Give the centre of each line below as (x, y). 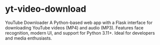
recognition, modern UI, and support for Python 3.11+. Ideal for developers (80, 33)
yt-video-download (46, 9)
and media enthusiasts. (29, 38)
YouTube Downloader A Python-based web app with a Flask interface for (79, 22)
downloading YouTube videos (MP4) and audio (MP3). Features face (74, 27)
